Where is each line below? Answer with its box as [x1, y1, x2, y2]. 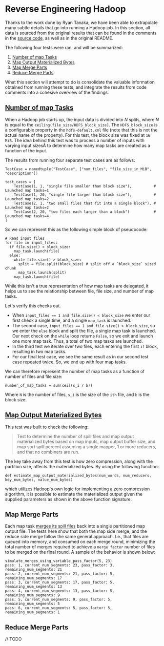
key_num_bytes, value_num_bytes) [5, 477, 73, 482]
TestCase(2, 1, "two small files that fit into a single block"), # [14, 201, 156, 206]
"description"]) [5, 171, 38, 176]
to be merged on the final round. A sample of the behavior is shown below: [5, 549, 155, 555]
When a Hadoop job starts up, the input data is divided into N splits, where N [5, 116, 159, 123]
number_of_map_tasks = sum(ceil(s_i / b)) [5, 383, 93, 388]
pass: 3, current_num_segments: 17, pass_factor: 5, [5, 580, 115, 585]
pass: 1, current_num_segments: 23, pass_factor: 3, [5, 563, 115, 568]
